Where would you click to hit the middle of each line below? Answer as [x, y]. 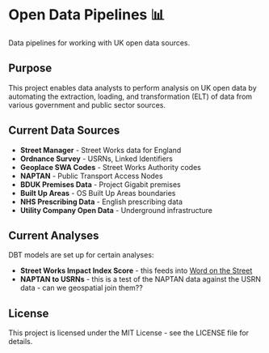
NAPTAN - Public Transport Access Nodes [91, 176]
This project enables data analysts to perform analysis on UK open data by [132, 87]
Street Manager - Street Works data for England [101, 150]
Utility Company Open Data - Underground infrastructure [116, 210]
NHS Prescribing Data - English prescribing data [101, 202]
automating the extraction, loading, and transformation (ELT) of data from [130, 96]
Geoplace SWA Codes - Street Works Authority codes [111, 167]
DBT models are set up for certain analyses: [81, 255]
